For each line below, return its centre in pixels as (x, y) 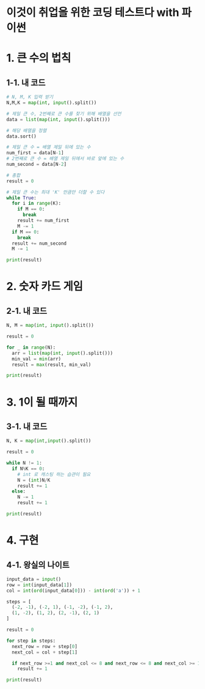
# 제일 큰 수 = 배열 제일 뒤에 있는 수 (49, 147)
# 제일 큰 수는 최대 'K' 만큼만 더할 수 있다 (56, 192)
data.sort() (21, 136)
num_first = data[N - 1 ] (35, 153)
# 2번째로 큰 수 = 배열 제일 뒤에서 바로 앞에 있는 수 (65, 159)
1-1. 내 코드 (26, 82)
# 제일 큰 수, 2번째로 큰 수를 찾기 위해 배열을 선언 (64, 114)
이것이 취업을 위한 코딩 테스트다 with (93, 13)
